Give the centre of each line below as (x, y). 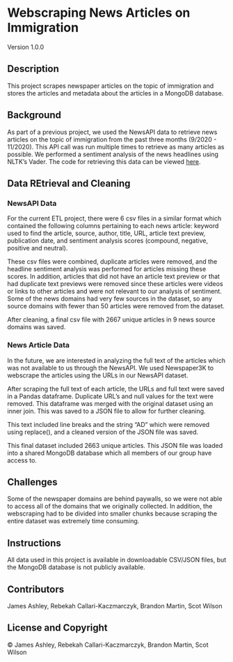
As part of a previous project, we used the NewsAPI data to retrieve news (112, 132)
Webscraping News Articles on (99, 13)
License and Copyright (57, 628)
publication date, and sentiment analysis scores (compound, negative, (108, 241)
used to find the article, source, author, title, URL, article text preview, (106, 233)
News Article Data (39, 345)
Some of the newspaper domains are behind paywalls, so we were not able (115, 499)
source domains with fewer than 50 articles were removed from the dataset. (116, 306)
